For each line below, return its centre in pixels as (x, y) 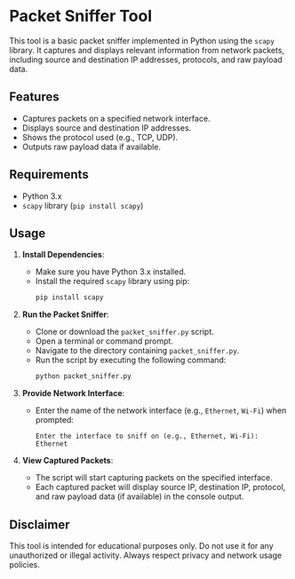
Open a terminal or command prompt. (104, 341)
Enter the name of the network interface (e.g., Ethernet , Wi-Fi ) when (161, 410)
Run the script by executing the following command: (131, 360)
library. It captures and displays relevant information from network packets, (147, 50)
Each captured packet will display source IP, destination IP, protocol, (160, 488)
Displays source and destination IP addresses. (107, 128)
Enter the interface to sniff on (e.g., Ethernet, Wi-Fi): (147, 436)
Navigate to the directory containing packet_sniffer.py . (137, 351)
